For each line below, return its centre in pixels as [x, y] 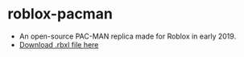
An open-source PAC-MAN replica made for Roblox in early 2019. [128, 36]
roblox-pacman [60, 14]
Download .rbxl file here [59, 44]
